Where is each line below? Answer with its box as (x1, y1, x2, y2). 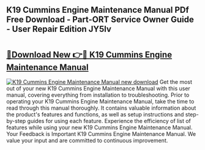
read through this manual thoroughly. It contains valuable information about (6, 104, 196, 111)
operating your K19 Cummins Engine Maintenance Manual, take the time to (6, 98, 195, 105)
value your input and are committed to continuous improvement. (6, 137, 168, 144)
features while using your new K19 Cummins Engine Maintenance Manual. (6, 124, 193, 131)
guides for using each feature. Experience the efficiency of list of (27, 118, 192, 124)
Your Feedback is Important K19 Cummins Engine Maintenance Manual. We (6, 130, 196, 137)
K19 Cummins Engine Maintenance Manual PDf (6, 5, 190, 15)
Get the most (159, 78, 193, 85)
